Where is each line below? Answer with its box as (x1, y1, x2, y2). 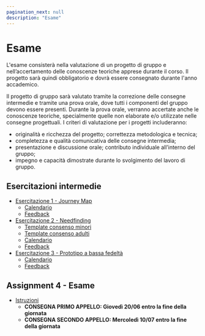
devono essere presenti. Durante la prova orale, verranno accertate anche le (6, 105, 199, 113)
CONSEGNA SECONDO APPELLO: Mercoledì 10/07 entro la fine (24, 316, 187, 324)
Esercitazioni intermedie (6, 181, 102, 191)
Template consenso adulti (24, 230, 90, 237)
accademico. (6, 81, 39, 88)
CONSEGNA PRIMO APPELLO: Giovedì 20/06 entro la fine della (24, 303, 187, 310)
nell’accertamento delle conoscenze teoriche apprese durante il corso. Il (6, 68, 188, 75)
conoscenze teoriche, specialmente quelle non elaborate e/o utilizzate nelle (6, 112, 197, 120)
